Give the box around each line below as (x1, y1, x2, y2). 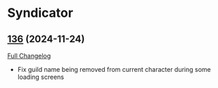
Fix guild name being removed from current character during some (17, 65, 211, 73)
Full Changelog (7, 51, 51, 60)
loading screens (17, 73, 65, 81)
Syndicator (7, 5, 74, 21)
